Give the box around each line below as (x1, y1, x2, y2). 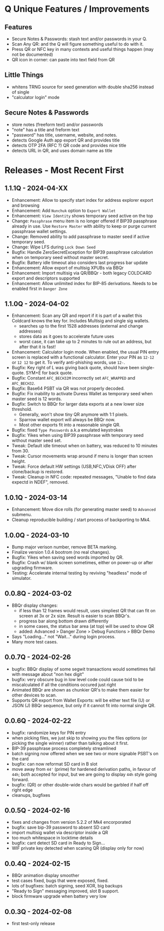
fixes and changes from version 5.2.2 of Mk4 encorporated (11, 819, 131, 825)
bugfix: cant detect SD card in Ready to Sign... (11, 840, 105, 846)
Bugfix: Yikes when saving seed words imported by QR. (11, 554, 124, 560)
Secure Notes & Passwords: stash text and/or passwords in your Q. (11, 36, 147, 42)
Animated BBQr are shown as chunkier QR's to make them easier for (11, 687, 150, 692)
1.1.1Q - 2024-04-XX (4, 184, 68, 192)
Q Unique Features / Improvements (4, 3, 150, 15)
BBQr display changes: (11, 602, 58, 608)
